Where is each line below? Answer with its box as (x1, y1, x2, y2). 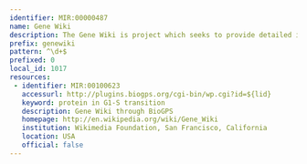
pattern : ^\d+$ (9, 47, 68, 56)
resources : (9, 73, 51, 82)
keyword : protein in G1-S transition (21, 97, 166, 108)
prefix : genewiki (9, 38, 76, 48)
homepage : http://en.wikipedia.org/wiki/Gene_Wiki (21, 115, 219, 124)
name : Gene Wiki (9, 22, 71, 31)
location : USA (21, 132, 76, 141)
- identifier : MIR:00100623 (13, 81, 121, 90)
